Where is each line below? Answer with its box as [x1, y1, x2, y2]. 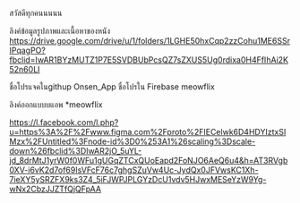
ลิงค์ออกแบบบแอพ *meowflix [9, 99, 103, 110]
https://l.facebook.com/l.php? [9, 117, 119, 128]
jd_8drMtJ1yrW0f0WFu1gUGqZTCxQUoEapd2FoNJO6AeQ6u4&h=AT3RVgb [9, 156, 288, 165]
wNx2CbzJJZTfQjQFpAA [9, 183, 101, 194]
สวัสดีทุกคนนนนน [9, 8, 63, 18]
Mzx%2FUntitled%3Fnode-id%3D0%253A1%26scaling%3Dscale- [9, 136, 256, 147]
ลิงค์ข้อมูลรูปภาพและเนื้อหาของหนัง [9, 26, 110, 36]
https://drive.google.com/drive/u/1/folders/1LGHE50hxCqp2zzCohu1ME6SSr [9, 36, 291, 46]
